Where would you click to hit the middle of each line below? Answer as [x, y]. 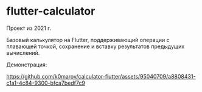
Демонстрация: [27, 65]
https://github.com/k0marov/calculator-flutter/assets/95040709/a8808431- [101, 76]
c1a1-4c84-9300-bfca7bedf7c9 [46, 83]
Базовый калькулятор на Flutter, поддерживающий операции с [88, 40]
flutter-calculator [51, 11]
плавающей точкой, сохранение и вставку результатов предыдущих [96, 46]
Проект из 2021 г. [29, 28]
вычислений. [23, 52]
